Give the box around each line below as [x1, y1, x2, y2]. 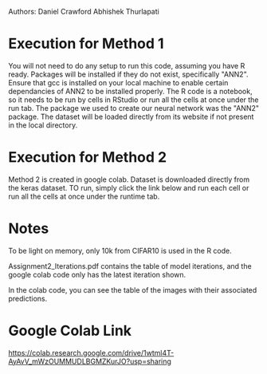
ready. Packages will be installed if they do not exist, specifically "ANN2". [8, 69, 249, 79]
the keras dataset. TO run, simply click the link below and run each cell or [8, 183, 249, 192]
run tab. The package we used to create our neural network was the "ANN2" [8, 103, 259, 112]
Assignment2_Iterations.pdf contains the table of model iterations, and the [8, 261, 253, 270]
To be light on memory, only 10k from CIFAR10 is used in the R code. [8, 246, 233, 255]
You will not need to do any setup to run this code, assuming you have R [8, 61, 245, 70]
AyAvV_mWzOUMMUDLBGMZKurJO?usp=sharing [8, 356, 171, 366]
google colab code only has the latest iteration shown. [8, 270, 187, 279]
